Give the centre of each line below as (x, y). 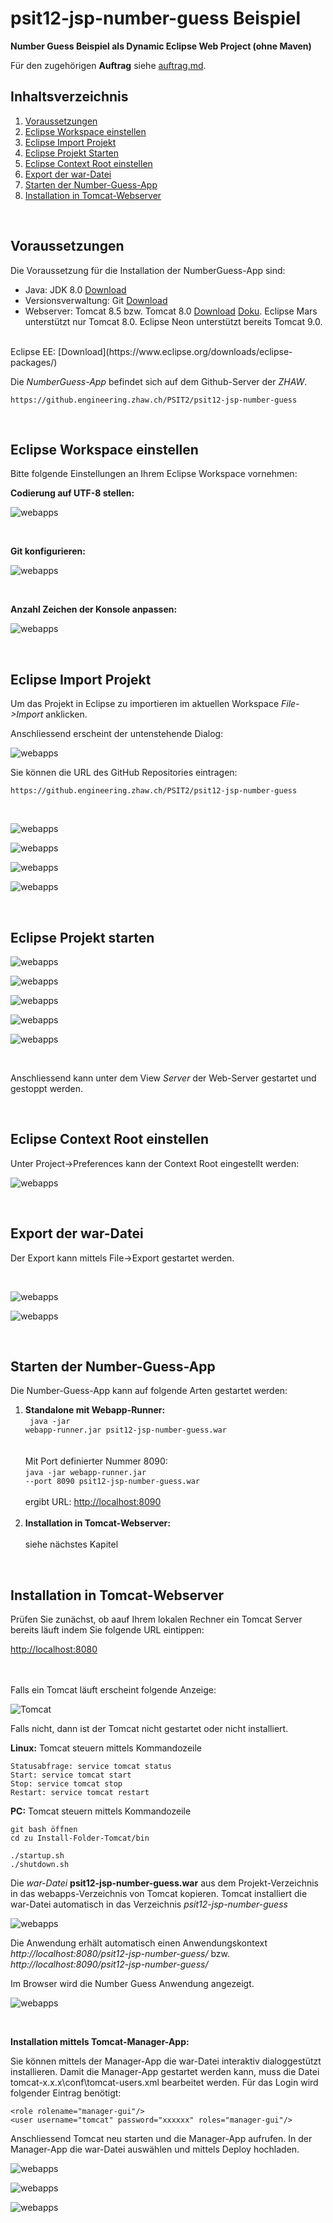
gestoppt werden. (47, 1088)
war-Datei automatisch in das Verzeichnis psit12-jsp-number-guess (149, 1904)
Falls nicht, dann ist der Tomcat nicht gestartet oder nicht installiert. (149, 1729)
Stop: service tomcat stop (66, 1784)
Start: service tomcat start (71, 1775)
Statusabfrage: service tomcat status (91, 1767)
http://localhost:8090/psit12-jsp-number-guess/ (109, 1964)
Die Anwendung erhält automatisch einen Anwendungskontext (139, 1943)
